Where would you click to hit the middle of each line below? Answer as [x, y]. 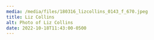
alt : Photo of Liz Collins [40, 22]
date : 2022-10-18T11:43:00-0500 [46, 28]
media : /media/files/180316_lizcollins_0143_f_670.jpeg [77, 11]
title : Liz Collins [30, 17]
